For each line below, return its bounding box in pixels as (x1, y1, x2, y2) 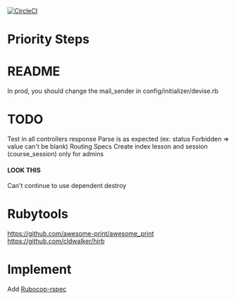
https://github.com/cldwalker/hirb (7, 237, 105, 246)
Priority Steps (7, 32, 90, 47)
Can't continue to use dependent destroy (7, 182, 127, 190)
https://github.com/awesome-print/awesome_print (7, 230, 154, 238)
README (7, 63, 61, 80)
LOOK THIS (7, 165, 41, 174)
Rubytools (7, 206, 68, 222)
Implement (7, 261, 72, 277)
